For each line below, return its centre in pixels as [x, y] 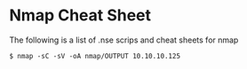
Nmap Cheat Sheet [80, 15]
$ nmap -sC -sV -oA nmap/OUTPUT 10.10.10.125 [95, 56]
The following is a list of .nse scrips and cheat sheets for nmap [124, 40]
